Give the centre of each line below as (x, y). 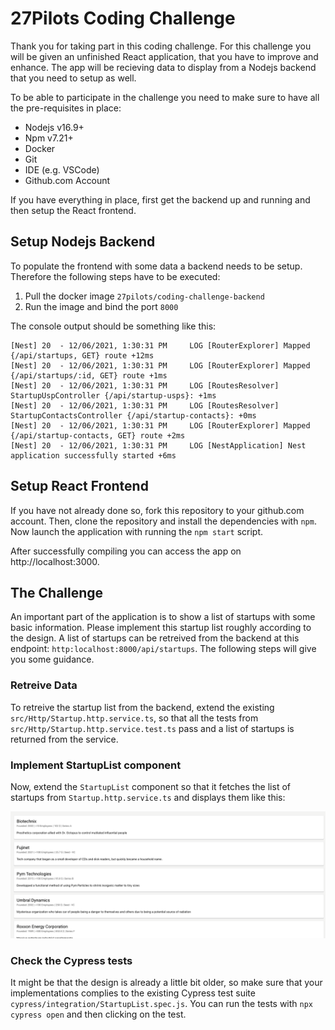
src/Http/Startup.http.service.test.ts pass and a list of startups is (152, 728)
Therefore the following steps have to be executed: (115, 276)
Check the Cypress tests (71, 960)
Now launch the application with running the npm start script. (137, 531)
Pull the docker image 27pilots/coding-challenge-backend (144, 296)
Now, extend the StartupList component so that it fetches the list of (150, 786)
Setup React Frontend (79, 486)
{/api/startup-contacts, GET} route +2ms (98, 435)
